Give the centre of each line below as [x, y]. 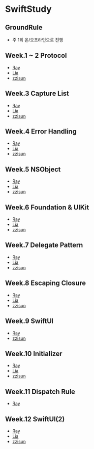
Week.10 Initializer [34, 353]
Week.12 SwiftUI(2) [35, 419]
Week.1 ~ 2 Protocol [36, 56]
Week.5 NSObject [33, 169]
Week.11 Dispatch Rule [40, 391]
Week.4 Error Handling [41, 132]
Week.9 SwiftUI [30, 321]
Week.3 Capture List [37, 94]
